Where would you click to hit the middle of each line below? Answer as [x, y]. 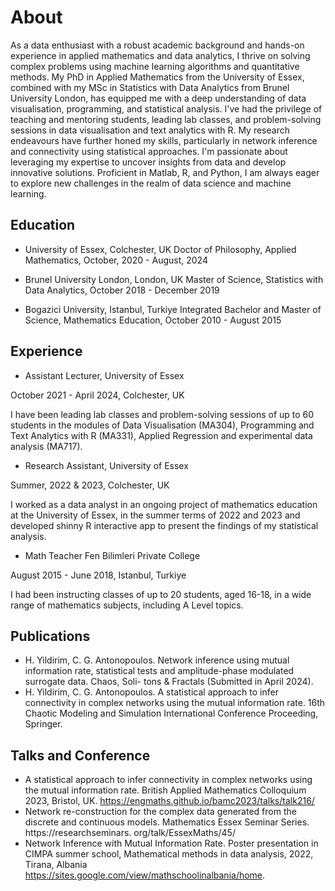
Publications [50, 636]
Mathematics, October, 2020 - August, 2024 [116, 260]
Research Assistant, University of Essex [106, 465]
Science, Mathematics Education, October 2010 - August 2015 [153, 320]
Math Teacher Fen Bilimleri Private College [112, 555]
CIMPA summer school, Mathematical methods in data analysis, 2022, [169, 854]
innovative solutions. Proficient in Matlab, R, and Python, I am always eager [165, 172]
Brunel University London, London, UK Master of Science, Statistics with [174, 279]
